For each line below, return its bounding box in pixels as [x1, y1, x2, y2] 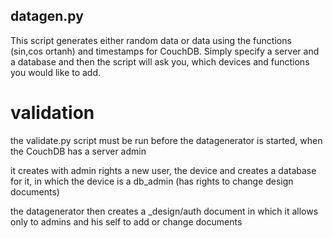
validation [10, 102, 95, 124]
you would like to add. [10, 66, 102, 78]
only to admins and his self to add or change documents [10, 215, 243, 228]
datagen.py [10, 8, 84, 25]
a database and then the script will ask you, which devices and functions [10, 55, 310, 68]
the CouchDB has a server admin [10, 145, 147, 157]
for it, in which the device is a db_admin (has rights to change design [10, 175, 294, 187]
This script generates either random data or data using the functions [10, 34, 292, 46]
